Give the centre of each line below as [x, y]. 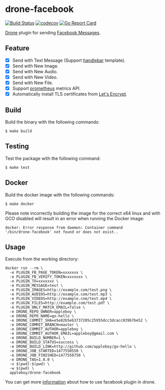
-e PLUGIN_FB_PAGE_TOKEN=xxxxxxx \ [46, 272]
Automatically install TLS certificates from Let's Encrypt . [70, 94]
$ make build [19, 131]
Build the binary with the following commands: [53, 122]
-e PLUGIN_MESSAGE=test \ [36, 286]
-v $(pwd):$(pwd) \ [30, 364]
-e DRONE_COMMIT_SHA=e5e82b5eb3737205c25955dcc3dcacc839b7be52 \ [79, 321]
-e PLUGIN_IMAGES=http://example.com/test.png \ [61, 290]
